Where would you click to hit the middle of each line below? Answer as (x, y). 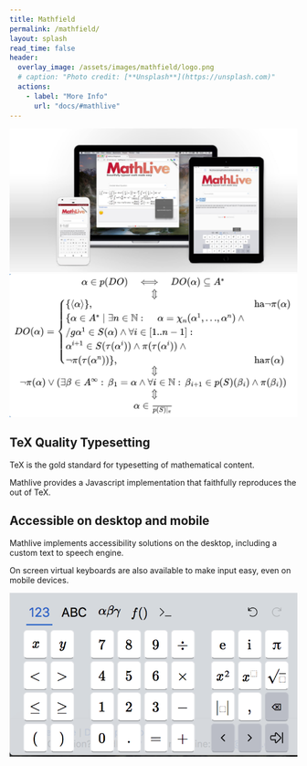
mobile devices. (39, 580)
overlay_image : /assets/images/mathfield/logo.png (116, 68)
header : (24, 58)
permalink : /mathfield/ (55, 29)
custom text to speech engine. (67, 552)
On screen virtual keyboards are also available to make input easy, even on (150, 570)
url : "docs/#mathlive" (77, 106)
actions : (34, 87)
